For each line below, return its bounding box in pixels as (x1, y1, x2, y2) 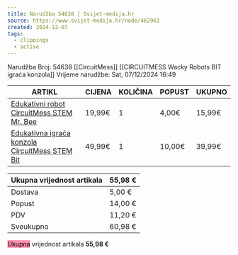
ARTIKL (31, 87, 58, 96)
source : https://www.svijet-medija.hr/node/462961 (7, 17, 160, 24)
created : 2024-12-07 (7, 23, 69, 30)
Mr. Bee (11, 117, 38, 126)
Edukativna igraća (11, 128, 71, 138)
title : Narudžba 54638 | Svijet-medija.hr (7, 10, 135, 18)
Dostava (11, 187, 39, 197)
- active (13, 43, 40, 50)
